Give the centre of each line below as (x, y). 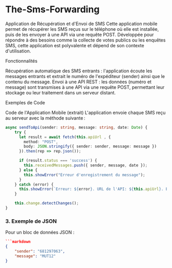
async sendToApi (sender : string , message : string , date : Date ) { (77, 127)
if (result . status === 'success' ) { (58, 161)
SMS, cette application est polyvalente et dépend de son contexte (75, 45)
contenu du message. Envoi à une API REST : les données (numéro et (79, 82)
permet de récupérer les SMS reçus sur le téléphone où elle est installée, (82, 29)
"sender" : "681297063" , (40, 251)
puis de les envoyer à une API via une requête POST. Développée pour (80, 34)
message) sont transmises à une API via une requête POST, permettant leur (85, 87)
